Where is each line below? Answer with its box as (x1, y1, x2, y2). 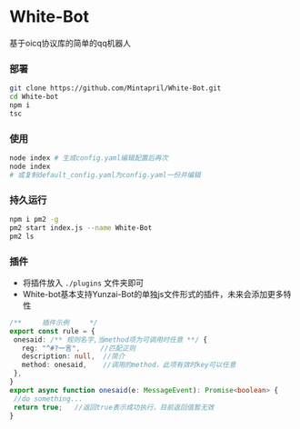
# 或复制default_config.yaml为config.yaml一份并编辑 (9, 170, 202, 179)
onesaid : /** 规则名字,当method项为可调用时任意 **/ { (13, 334, 207, 344)
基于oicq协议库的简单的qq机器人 (9, 37, 132, 48)
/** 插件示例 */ (9, 318, 98, 327)
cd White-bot (9, 93, 59, 102)
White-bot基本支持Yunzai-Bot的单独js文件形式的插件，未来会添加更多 (22, 288, 284, 299)
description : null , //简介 (21, 352, 125, 361)
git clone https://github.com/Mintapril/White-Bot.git (9, 84, 222, 93)
